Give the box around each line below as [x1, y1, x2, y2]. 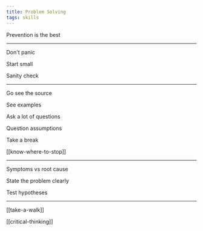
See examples [6, 101, 42, 108]
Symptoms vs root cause [6, 165, 68, 172]
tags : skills [6, 15, 39, 21]
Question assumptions [6, 125, 62, 132]
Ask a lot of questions [6, 112, 60, 120]
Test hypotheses [6, 189, 48, 196]
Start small [6, 60, 33, 67]
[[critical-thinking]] [6, 218, 53, 225]
